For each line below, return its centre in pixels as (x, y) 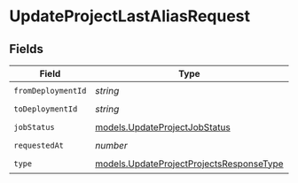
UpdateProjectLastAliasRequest (130, 16)
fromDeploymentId (50, 91)
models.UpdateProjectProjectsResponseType (189, 164)
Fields (27, 49)
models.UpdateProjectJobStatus (162, 127)
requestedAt (39, 145)
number (111, 145)
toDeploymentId (46, 109)
